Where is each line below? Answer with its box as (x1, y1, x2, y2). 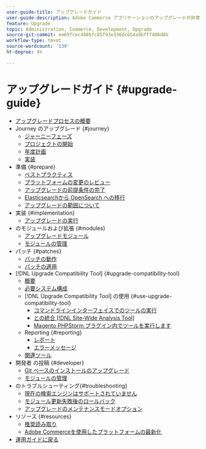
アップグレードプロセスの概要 (15, 117, 91, 125)
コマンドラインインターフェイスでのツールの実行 (33, 306, 158, 313)
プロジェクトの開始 (24, 140, 74, 147)
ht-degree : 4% (6, 49, 43, 55)
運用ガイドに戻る (15, 436, 59, 443)
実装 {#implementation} (15, 209, 75, 217)
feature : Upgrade (6, 20, 51, 26)
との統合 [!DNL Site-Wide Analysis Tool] (33, 314, 135, 321)
